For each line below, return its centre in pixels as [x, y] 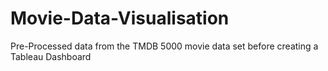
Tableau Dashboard [51, 56]
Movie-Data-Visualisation [120, 18]
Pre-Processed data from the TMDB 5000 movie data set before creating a [164, 46]
